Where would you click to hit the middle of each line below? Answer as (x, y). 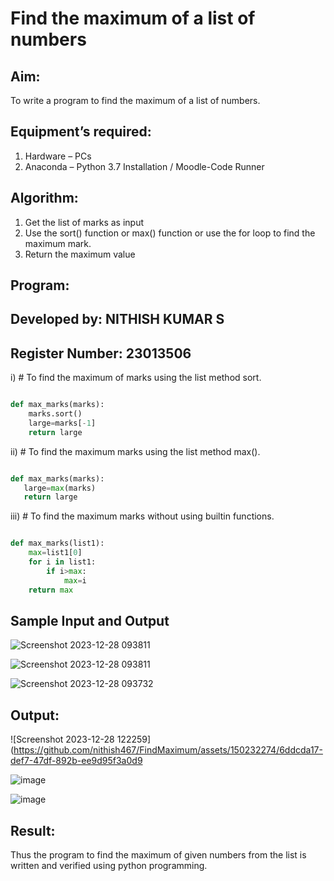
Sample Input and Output (90, 620)
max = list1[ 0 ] (55, 553)
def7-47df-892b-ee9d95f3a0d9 (76, 761)
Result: (33, 830)
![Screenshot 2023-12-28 (62, 739)
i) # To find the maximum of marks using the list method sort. (136, 378)
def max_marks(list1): (57, 543)
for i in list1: (62, 562)
